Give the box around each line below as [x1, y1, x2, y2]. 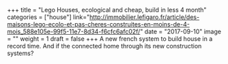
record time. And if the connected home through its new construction [7, 42, 202, 50]
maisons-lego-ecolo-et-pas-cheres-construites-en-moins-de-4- [7, 20, 190, 28]
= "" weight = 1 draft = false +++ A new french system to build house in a [7, 35, 213, 43]
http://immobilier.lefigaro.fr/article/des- [89, 13, 200, 21]
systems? [7, 49, 34, 57]
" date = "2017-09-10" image [139, 27, 222, 35]
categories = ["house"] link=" [7, 13, 90, 21]
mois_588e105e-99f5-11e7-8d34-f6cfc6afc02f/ [7, 27, 141, 35]
